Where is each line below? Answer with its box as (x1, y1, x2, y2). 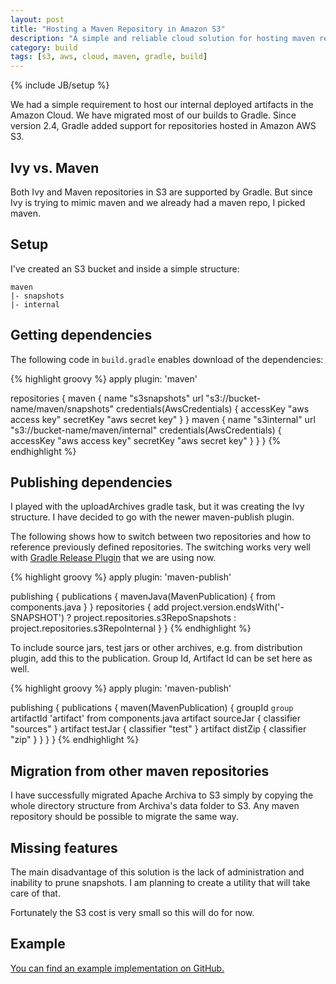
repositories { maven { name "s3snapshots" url (10, 392, 204, 404)
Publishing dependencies (10, 474, 173, 491)
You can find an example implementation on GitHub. (10, 962, 225, 974)
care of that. (10, 887, 61, 899)
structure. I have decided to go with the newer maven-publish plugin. (10, 511, 295, 523)
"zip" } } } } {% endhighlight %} (10, 734, 140, 746)
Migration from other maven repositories (10, 762, 270, 780)
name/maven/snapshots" (10, 402, 115, 415)
